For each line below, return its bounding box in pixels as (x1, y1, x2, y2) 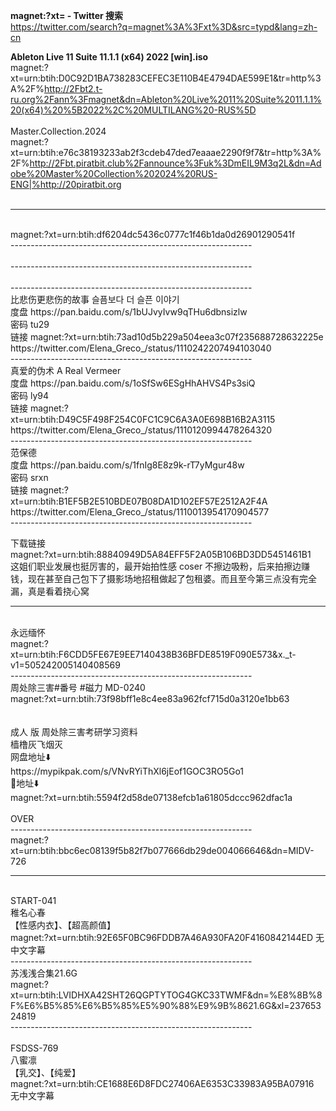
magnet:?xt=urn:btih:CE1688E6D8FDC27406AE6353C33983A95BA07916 (10, 1078, 315, 1089)
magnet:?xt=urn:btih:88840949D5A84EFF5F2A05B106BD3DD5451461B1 (10, 549, 312, 560)
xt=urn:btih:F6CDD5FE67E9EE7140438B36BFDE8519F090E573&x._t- (10, 649, 297, 660)
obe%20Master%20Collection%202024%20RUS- (10, 168, 218, 179)
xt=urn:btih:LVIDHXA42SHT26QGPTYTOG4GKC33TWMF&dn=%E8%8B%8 (10, 989, 323, 1001)
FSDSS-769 (10, 1042, 59, 1054)
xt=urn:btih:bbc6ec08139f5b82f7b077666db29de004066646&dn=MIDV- (10, 845, 315, 856)
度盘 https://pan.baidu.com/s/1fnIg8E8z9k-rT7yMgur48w (10, 459, 245, 471)
